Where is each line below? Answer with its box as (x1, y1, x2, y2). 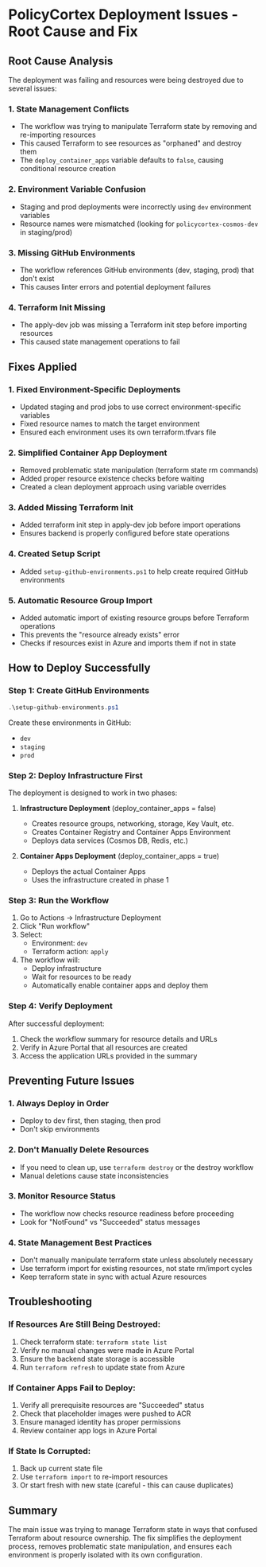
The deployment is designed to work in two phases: (8, 788, 178, 797)
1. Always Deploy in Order (8, 1097, 110, 1109)
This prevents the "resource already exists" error (19, 630, 180, 640)
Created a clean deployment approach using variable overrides (19, 482, 226, 492)
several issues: (8, 84, 57, 93)
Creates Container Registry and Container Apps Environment (31, 827, 231, 836)
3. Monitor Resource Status (8, 1191, 117, 1202)
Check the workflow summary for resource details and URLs (19, 1034, 218, 1043)
